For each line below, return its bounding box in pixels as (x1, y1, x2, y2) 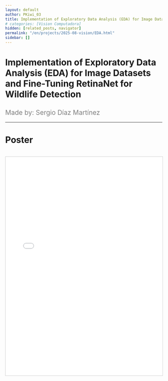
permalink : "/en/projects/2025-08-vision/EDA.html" (5, 30, 115, 35)
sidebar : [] (5, 35, 30, 40)
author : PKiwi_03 (5, 12, 41, 17)
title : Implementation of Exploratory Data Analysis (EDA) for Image (5, 16, 153, 21)
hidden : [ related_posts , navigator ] (5, 26, 81, 31)
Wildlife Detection (5, 88, 81, 100)
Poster (5, 134, 33, 145)
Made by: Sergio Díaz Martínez (5, 108, 101, 117)
